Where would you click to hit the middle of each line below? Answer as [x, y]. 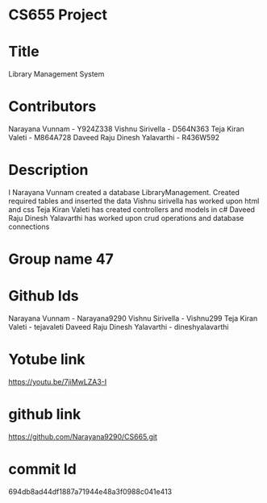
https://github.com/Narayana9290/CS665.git [83, 436]
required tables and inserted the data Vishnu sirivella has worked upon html [134, 201]
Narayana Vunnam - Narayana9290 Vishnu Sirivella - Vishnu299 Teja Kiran [133, 318]
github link [45, 415]
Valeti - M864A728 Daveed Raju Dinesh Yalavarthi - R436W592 [114, 138]
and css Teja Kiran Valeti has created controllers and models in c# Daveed [132, 210]
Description [48, 170]
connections [29, 227]
